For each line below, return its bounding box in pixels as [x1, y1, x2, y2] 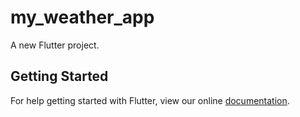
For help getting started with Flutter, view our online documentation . [10, 94, 290, 106]
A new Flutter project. [10, 39, 100, 51]
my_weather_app [10, 6, 155, 29]
